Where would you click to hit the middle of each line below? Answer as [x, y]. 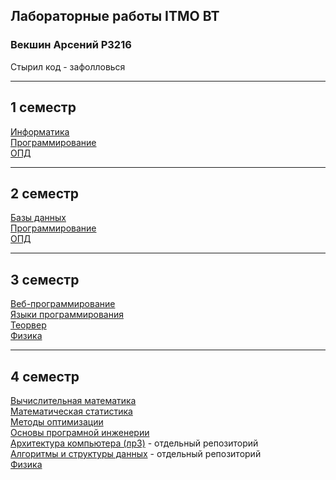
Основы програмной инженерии [80, 432]
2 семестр [45, 193]
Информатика [40, 131]
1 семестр [43, 107]
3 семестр [45, 279]
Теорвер [28, 325]
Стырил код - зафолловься [68, 66]
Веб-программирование [63, 304]
